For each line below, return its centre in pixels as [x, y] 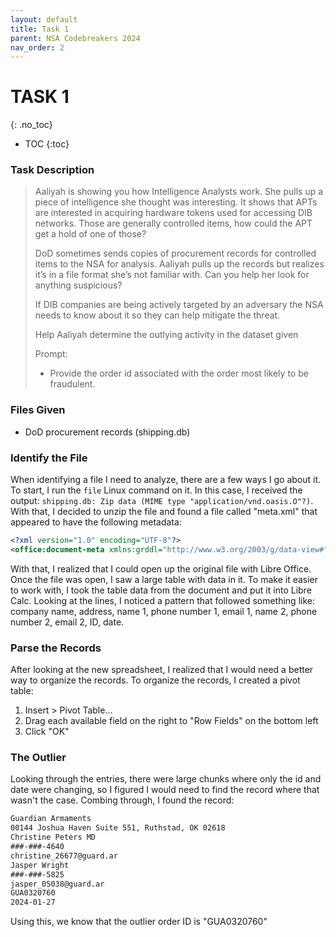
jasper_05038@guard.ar [57, 884]
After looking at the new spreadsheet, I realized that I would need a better [162, 670]
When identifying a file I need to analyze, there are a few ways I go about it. [166, 480]
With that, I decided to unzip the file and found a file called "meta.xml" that [164, 512]
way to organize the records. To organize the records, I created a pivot [155, 680]
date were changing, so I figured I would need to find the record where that [165, 790]
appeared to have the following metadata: [96, 522]
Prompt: [51, 354]
